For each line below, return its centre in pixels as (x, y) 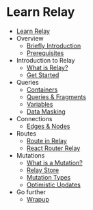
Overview (30, 38)
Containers (42, 90)
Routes (26, 133)
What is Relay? (47, 67)
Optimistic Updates (54, 185)
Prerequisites (45, 53)
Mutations (30, 155)
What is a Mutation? (54, 162)
